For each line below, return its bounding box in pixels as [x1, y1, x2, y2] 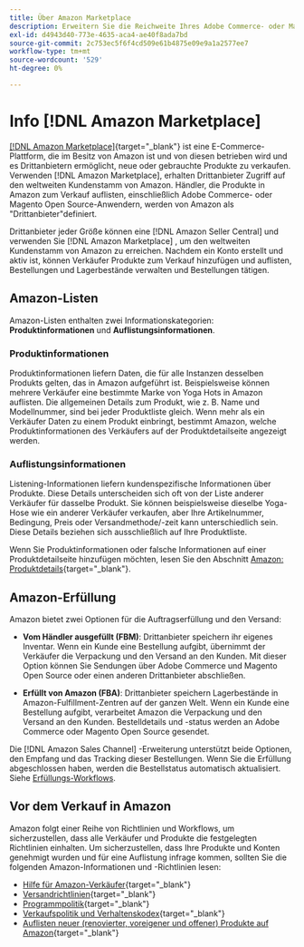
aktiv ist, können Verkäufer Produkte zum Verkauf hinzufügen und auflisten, [9, 255, 292, 266]
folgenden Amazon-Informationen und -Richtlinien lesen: [9, 861, 222, 872]
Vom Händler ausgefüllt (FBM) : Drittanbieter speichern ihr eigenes [22, 631, 273, 642]
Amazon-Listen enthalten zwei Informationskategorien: [9, 315, 214, 326]
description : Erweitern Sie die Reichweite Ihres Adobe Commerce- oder [9, 22, 285, 31]
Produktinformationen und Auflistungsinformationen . [9, 324, 215, 336]
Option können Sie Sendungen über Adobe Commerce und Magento [22, 660, 278, 671]
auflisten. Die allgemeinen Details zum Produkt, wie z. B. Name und [9, 396, 261, 407]
